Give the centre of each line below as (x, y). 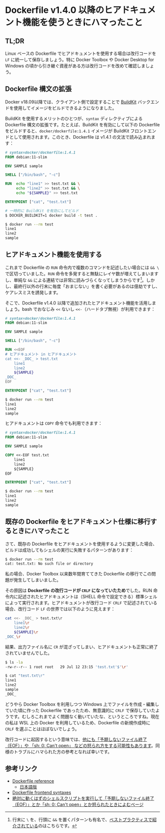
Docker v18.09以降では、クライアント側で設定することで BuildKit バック (78, 102)
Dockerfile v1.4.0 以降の (55, 10)
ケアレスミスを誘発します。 (33, 292)
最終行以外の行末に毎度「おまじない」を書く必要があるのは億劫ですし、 (87, 286)
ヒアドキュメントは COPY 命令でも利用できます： (54, 423)
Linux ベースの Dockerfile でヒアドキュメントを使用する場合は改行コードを (81, 53)
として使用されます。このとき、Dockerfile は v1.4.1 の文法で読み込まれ (80, 137)
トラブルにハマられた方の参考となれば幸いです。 (63, 752)
